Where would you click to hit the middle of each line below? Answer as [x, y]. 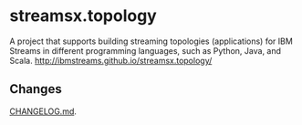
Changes [36, 89]
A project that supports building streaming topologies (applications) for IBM [151, 41]
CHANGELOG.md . [43, 111]
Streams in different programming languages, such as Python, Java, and [145, 50]
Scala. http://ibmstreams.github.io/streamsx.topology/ [111, 60]
